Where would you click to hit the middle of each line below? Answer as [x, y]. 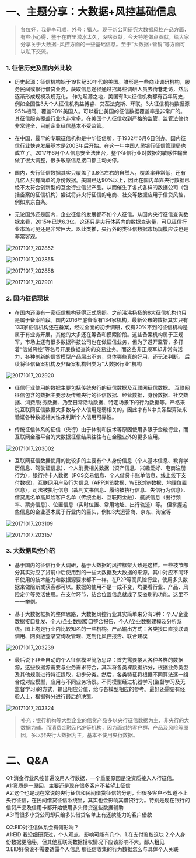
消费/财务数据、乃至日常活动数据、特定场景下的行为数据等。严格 [102, 402]
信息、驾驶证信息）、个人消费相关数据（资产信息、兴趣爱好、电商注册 [103, 468]
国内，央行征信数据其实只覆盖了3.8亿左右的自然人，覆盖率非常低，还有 [100, 173]
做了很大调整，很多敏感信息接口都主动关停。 [68, 160]
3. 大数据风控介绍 [31, 551]
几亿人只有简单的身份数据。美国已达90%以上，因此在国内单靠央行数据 [99, 180]
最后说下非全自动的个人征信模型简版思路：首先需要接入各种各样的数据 [99, 659]
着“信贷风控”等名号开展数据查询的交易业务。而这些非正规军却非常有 [96, 349]
